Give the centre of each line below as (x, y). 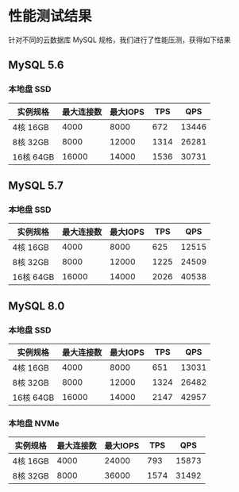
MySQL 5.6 (36, 65)
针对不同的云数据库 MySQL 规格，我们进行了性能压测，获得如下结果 (120, 40)
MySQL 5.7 (36, 186)
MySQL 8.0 (37, 306)
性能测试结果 (50, 16)
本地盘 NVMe (34, 423)
